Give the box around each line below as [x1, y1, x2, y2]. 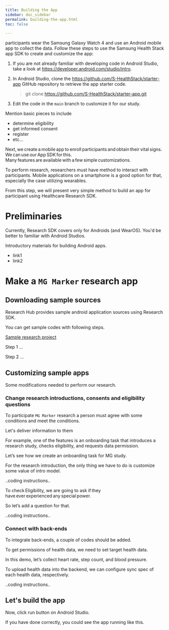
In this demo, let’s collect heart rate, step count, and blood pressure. [5, 556, 148, 563]
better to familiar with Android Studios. [5, 233, 86, 239]
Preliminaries [5, 211, 62, 222]
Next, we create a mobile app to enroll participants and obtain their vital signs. [5, 146, 162, 153]
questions [5, 401, 31, 408]
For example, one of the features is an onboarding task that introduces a [5, 437, 156, 443]
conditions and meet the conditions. [5, 418, 80, 424]
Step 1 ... [5, 344, 23, 350]
